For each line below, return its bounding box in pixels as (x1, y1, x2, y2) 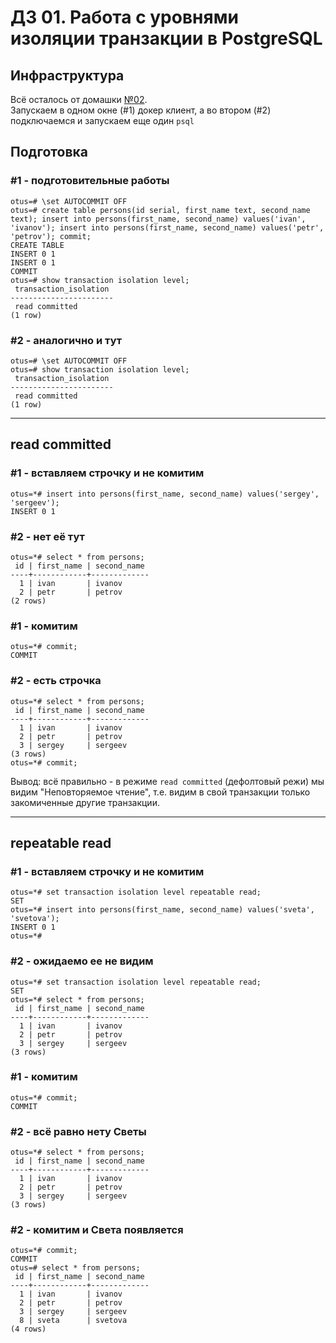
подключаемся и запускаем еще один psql (10, 115, 195, 126)
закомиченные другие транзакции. (10, 796, 160, 808)
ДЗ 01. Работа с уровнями (10, 6, 239, 29)
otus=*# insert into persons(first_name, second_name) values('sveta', (10, 905, 315, 915)
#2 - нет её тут (10, 529, 85, 543)
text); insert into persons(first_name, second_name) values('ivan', (10, 214, 307, 224)
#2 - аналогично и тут (10, 333, 123, 347)
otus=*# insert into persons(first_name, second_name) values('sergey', (10, 489, 320, 499)
